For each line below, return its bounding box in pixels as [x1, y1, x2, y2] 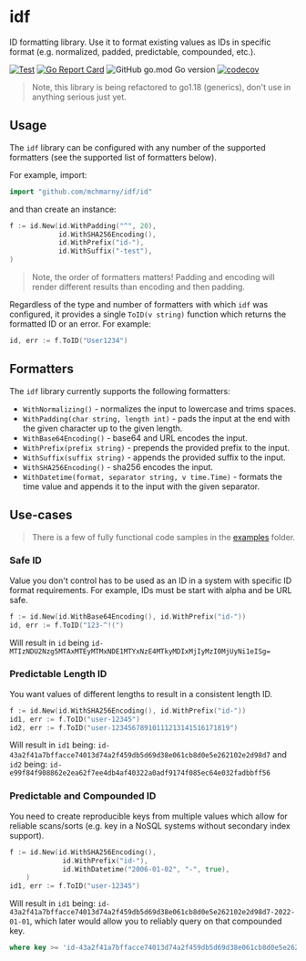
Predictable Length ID [9, 668, 107, 681]
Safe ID [9, 554, 43, 567]
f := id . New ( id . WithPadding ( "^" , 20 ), [9, 221, 157, 230]
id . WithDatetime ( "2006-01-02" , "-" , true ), [62, 864, 230, 873]
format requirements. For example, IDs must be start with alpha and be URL [9, 584, 292, 595]
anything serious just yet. [31, 91, 127, 102]
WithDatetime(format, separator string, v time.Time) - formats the [22, 471, 282, 482]
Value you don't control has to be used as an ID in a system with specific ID [9, 575, 292, 586]
